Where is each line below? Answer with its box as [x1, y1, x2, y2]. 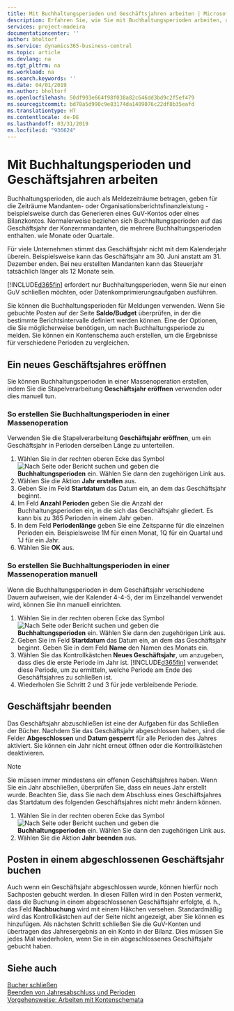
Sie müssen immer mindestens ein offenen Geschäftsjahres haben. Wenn [7, 776, 217, 784]
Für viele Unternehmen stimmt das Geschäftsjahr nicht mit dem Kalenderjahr [7, 245, 227, 253]
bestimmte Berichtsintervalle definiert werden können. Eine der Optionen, [7, 316, 218, 324]
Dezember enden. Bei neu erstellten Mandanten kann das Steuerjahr [7, 260, 204, 268]
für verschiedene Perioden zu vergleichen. [7, 338, 130, 347]
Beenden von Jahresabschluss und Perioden [7, 988, 136, 996]
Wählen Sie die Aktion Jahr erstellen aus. [17, 477, 137, 485]
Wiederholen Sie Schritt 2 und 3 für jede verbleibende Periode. [17, 680, 198, 689]
